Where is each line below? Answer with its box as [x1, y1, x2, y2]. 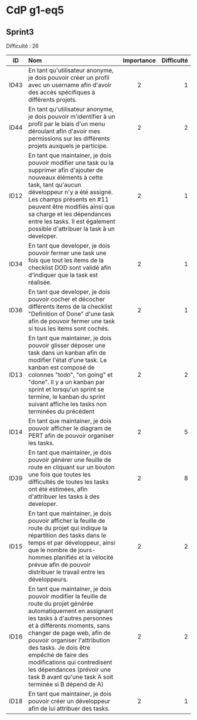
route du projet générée [28, 600, 94, 607]
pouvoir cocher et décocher [28, 295, 106, 303]
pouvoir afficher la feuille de [28, 517, 106, 525]
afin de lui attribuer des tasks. [28, 705, 110, 712]
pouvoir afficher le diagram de [28, 424, 111, 432]
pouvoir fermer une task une [28, 249, 107, 257]
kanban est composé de [28, 363, 95, 371]
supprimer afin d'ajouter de [28, 166, 104, 174]
